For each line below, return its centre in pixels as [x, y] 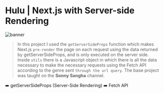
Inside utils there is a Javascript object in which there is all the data [87, 60]
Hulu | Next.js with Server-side [70, 11]
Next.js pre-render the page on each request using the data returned [87, 49]
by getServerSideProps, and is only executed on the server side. [83, 55]
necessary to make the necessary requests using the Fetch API [82, 65]
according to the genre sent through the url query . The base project [88, 70]
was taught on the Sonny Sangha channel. [61, 75]
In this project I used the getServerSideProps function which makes [85, 44]
